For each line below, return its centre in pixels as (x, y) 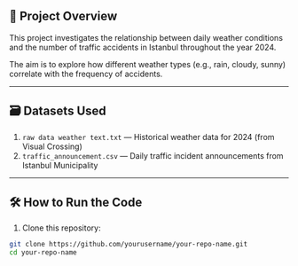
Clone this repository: (61, 228)
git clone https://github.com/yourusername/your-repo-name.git (129, 245)
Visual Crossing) (52, 146)
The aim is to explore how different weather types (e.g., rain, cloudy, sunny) (148, 64)
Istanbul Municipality (60, 165)
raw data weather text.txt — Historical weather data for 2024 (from (148, 137)
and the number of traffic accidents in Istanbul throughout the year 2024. (143, 47)
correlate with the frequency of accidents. (86, 74)
